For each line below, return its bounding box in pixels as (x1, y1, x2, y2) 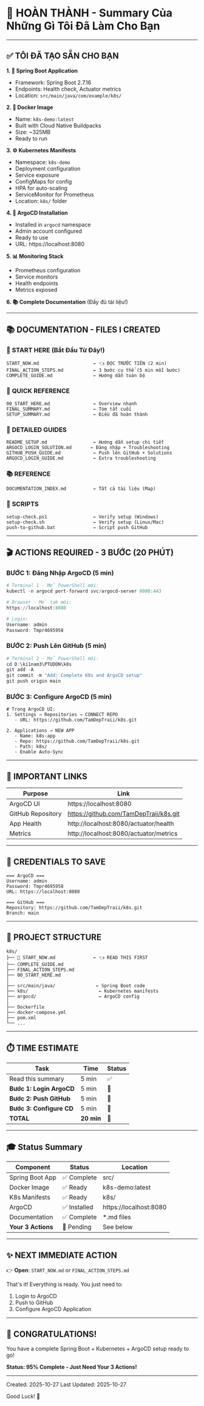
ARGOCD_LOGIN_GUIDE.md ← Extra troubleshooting (6, 455, 156, 461)
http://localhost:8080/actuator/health (67, 820, 174, 828)
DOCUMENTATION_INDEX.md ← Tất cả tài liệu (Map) (6, 486, 156, 492)
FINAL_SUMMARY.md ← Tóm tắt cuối (6, 406, 132, 412)
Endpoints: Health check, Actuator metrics (15, 85, 121, 93)
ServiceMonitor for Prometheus (15, 191, 94, 198)
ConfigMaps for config (15, 177, 72, 185)
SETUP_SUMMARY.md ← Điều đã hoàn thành (6, 411, 148, 417)
